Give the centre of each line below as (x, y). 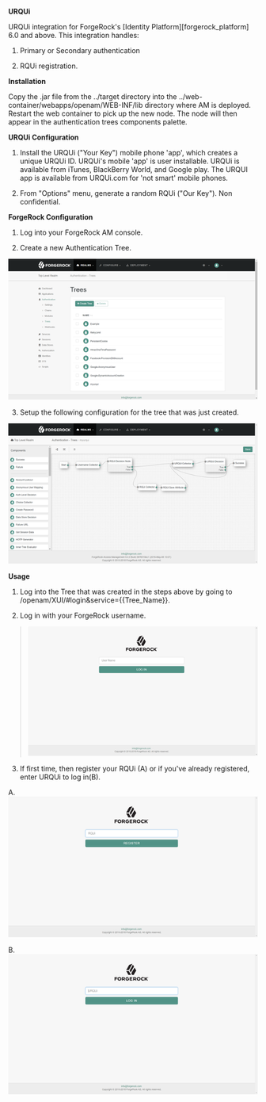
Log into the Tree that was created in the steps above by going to (126, 591)
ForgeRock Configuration (51, 217)
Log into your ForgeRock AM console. (81, 232)
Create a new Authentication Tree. (76, 248)
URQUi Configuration (44, 137)
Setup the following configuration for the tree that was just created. (129, 412)
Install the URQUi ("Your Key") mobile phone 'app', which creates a (129, 153)
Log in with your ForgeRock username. (83, 615)
